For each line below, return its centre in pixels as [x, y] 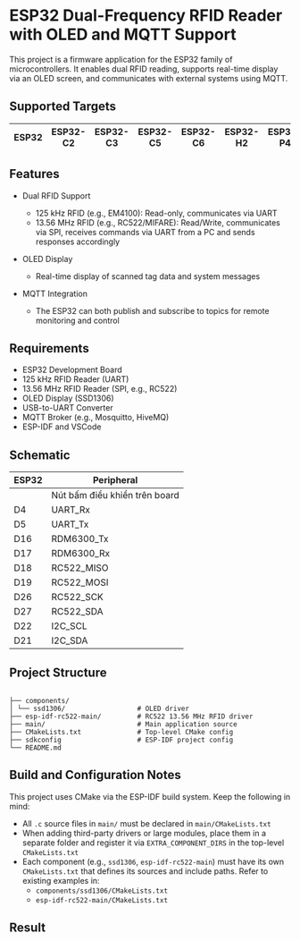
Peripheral [115, 480]
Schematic [40, 455]
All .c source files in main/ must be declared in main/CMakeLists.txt [146, 823]
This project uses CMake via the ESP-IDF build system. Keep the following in [150, 796]
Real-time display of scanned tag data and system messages [148, 276]
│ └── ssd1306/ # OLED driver [100, 708]
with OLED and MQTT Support [123, 34]
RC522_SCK [78, 598]
